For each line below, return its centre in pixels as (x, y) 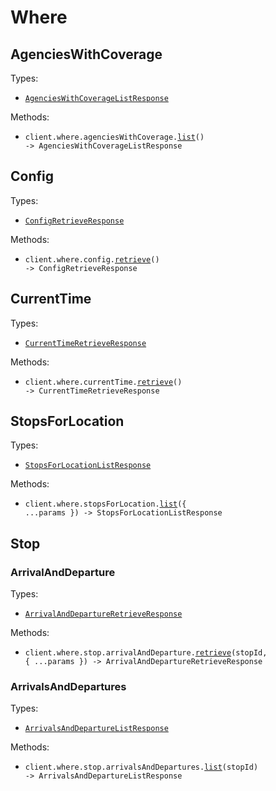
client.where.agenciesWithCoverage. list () (114, 137)
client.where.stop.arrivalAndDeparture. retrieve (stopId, (146, 653)
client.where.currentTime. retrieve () (103, 382)
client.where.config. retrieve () (92, 259)
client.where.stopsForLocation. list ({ (105, 504)
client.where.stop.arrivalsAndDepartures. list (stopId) (141, 767)
